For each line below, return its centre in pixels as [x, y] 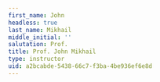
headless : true [33, 23]
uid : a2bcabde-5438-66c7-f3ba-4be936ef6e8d [80, 66]
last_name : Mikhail [40, 30]
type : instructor [36, 59]
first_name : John [36, 15]
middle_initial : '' [40, 37]
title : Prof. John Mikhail [52, 52]
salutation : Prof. [38, 45]
